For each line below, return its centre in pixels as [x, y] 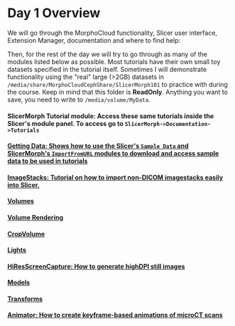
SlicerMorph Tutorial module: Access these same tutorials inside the [111, 116]
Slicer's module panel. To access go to [66, 123]
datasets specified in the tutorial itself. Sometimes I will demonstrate [107, 69]
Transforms [25, 299]
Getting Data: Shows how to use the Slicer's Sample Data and [98, 146]
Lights [17, 250]
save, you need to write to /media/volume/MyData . [79, 99]
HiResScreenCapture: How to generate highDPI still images [96, 266]
